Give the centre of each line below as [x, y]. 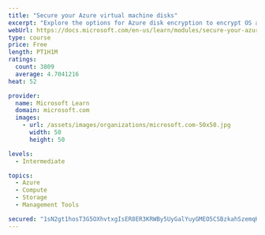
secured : [22, 219]
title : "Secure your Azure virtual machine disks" [93, 15]
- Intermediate [40, 161]
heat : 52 [22, 81]
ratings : [22, 60]
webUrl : [21, 30]
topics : [21, 175]
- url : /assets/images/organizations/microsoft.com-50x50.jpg [127, 125]
